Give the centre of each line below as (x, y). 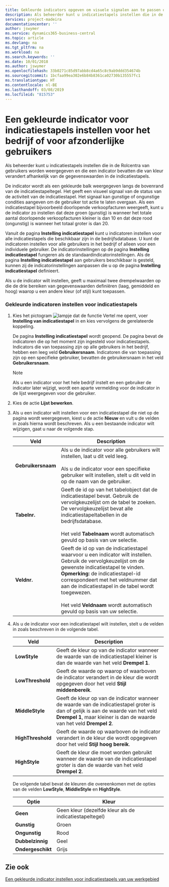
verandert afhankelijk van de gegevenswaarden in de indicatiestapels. (78, 176)
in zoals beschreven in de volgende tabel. (56, 629)
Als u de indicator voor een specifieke (106, 468)
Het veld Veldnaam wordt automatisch (107, 605)
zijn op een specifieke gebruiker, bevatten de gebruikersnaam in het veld (88, 357)
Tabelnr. (25, 514)
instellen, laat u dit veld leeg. (95, 456)
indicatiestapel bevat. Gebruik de (100, 496)
